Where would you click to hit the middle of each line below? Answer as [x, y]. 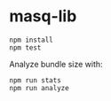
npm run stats [36, 80]
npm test [25, 47]
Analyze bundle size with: [56, 64]
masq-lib [43, 16]
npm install [31, 40]
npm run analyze [39, 88]
